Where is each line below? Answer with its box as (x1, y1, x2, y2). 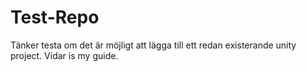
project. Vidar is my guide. (10, 49, 119, 61)
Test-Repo (10, 6, 100, 29)
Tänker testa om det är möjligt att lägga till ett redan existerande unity (10, 39, 297, 51)
